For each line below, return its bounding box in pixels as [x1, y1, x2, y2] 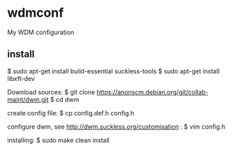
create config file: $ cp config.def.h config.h [7, 108, 135, 117]
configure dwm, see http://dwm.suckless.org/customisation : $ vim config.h [7, 122, 226, 131]
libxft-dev [7, 74, 35, 82]
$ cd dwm [50, 95, 79, 103]
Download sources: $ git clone [7, 87, 96, 96]
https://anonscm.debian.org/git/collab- [96, 87, 209, 96]
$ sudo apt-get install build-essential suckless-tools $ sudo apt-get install [7, 66, 220, 75]
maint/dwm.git [7, 95, 49, 103]
